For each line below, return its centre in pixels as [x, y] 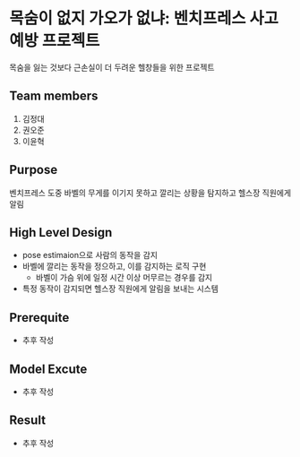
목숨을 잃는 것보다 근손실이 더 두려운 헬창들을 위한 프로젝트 [112, 67]
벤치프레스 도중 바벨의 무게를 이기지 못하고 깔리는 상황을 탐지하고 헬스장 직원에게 [150, 193]
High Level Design [61, 233]
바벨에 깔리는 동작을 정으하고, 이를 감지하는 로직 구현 [114, 266]
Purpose [34, 170]
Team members [54, 96]
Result [28, 421]
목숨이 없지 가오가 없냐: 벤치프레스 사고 [144, 18]
